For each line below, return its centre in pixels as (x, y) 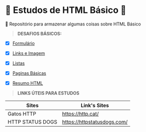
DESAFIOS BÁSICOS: (39, 33)
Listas (18, 63)
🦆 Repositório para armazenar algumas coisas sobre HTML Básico (73, 24)
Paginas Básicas (29, 73)
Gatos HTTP (22, 114)
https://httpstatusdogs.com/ (95, 122)
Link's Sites (95, 106)
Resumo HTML (28, 83)
